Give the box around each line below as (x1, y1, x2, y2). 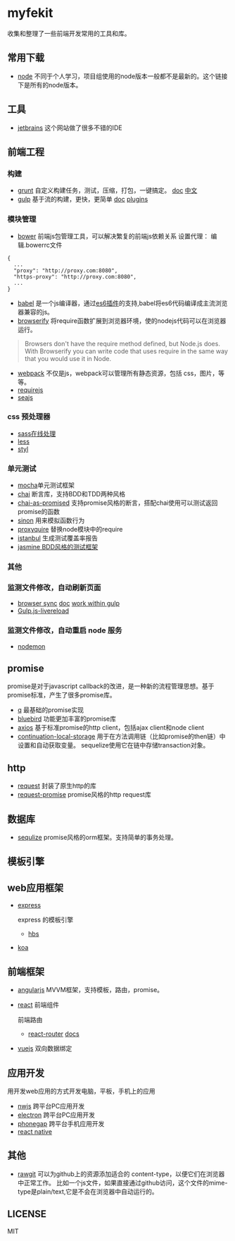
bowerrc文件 (25, 240, 63, 249)
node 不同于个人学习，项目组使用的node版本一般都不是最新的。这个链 (17, 72, 222, 80)
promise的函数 (17, 508, 61, 516)
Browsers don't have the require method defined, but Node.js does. (24, 339, 220, 348)
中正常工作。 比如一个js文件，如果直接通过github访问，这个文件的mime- (17, 1178, 228, 1187)
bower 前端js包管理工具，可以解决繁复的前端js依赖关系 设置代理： (17, 231, 210, 240)
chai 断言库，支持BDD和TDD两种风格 (17, 490, 125, 499)
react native (17, 1127, 53, 1136)
